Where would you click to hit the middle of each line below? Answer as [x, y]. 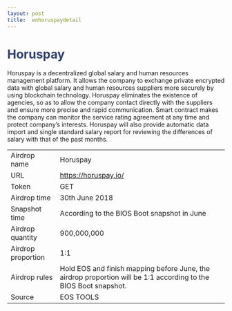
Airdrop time [31, 198]
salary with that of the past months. [58, 140]
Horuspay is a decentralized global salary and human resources [98, 73]
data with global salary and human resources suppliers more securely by [110, 88]
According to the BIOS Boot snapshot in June [133, 214]
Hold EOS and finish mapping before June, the [135, 269]
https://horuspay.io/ [92, 176]
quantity [24, 238]
